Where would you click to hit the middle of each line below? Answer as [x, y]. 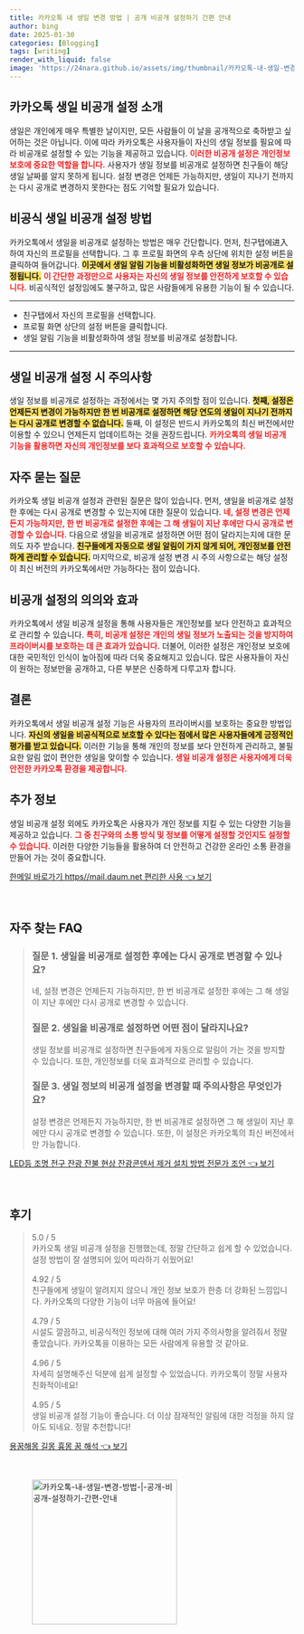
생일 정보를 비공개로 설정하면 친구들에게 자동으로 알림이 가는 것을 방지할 [158, 1050]
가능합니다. [61, 1144]
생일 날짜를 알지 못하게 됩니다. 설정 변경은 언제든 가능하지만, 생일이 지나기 [139, 176]
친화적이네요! [55, 1384]
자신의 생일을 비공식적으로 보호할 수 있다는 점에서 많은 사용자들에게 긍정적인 [161, 735]
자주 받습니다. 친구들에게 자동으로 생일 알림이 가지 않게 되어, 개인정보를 [150, 546]
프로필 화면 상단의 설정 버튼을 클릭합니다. [95, 326]
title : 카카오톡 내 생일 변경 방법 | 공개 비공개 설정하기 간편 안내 [120, 18]
